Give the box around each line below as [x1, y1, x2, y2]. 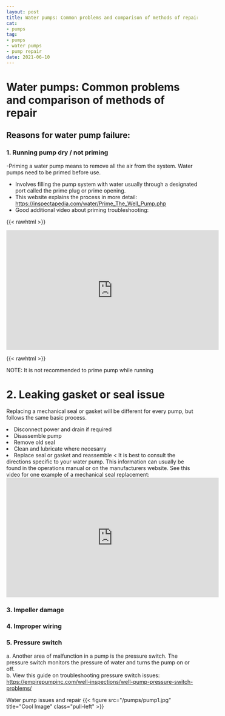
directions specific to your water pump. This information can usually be [6, 458, 184, 465]
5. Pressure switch [6, 638, 62, 647]
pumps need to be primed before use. [6, 168, 101, 176]
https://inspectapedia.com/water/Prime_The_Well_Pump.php [15, 200, 167, 207]
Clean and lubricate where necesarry [14, 445, 107, 452]
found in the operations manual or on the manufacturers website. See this [6, 465, 190, 472]
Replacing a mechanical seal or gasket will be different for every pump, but [6, 407, 193, 415]
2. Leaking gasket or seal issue [6, 387, 165, 401]
